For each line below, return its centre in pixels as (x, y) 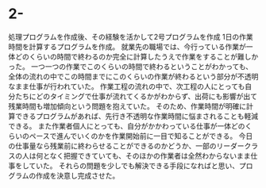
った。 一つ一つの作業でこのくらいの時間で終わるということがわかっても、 (131, 66)
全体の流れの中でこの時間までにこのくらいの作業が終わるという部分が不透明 (133, 76)
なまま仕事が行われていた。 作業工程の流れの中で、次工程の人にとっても (127, 86)
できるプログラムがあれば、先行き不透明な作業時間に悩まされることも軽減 (137, 116)
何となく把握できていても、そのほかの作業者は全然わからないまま (143, 155)
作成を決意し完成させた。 (77, 175)
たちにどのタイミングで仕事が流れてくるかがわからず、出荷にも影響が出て (136, 96)
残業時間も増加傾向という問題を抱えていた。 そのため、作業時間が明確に (127, 106)
